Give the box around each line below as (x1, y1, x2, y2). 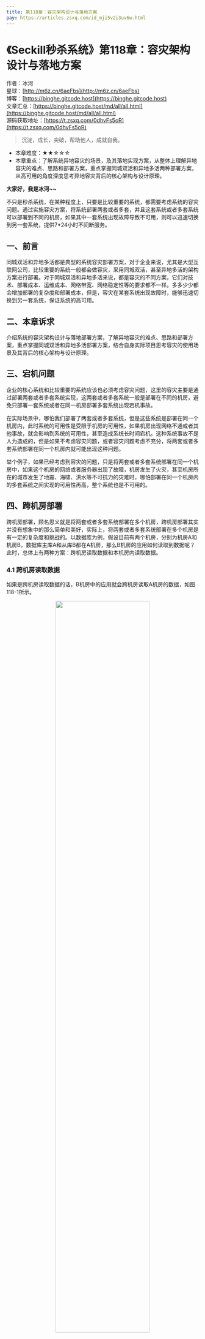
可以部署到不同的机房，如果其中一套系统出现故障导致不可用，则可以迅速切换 (6, 214, 199, 221)
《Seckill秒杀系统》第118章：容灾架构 (6, 43, 190, 57)
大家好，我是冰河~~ (6, 185, 57, 193)
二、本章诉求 (6, 316, 55, 326)
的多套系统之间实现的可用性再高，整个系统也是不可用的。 (6, 481, 151, 488)
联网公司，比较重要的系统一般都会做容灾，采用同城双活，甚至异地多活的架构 (6, 266, 199, 273)
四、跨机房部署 (6, 500, 63, 511)
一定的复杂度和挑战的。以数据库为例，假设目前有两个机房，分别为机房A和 (11, 534, 197, 541)
